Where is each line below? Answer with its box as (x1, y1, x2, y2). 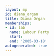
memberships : (5, 20, 32, 26)
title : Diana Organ (5, 16, 45, 21)
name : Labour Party (9, 30, 50, 35)
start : (9, 35, 23, 39)
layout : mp (5, 7, 27, 12)
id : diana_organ (5, 12, 38, 17)
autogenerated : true (5, 43, 48, 48)
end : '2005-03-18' (9, 39, 48, 44)
